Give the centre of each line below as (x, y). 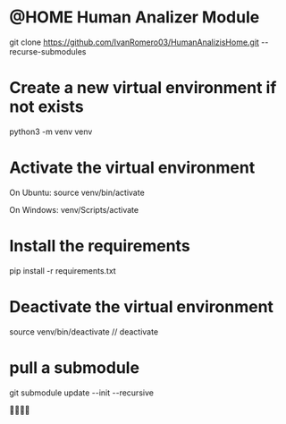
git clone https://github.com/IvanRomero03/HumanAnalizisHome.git (134, 42)
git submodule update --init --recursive (82, 393)
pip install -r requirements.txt (63, 270)
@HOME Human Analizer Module (135, 17)
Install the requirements (100, 246)
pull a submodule (75, 367)
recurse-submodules (48, 51)
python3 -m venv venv (51, 131)
